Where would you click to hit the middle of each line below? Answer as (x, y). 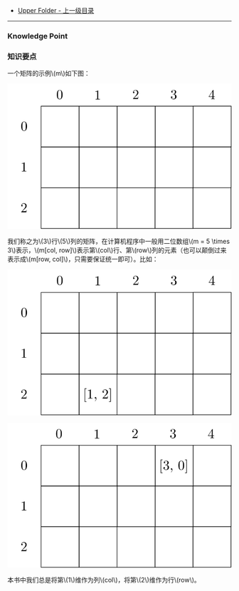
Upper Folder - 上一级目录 (56, 10)
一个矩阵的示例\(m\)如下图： (49, 73)
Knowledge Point (38, 36)
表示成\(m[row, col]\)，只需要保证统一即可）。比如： (83, 259)
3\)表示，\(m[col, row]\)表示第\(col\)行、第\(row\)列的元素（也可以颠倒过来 (117, 250)
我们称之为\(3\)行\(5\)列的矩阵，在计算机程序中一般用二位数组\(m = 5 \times (118, 242)
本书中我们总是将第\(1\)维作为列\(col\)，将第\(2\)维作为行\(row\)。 (104, 580)
